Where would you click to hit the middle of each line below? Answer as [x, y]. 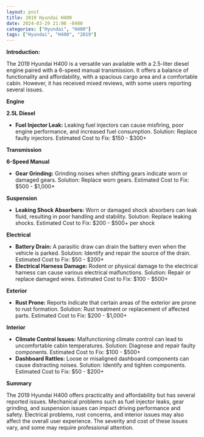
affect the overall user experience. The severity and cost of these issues [97, 421]
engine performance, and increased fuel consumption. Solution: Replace [106, 132]
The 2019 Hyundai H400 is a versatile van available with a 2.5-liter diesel [98, 64]
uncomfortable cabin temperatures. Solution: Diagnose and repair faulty [105, 346]
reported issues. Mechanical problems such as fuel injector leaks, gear [95, 402]
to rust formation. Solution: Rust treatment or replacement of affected [102, 309]
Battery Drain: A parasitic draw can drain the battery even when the [100, 247]
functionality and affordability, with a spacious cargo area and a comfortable [102, 77]
